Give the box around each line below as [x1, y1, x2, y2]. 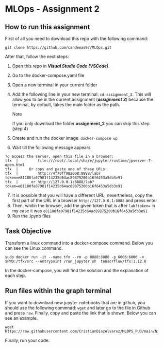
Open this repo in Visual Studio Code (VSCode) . [12, 63, 110, 69]
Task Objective [5, 227, 51, 236]
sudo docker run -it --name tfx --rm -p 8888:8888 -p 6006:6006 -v [5, 255, 145, 259]
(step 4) [12, 126, 28, 131]
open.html [5, 163, 25, 167]
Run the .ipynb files [12, 213, 51, 219]
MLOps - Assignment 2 [5, 3, 100, 15]
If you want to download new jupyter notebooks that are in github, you [5, 299, 146, 305]
